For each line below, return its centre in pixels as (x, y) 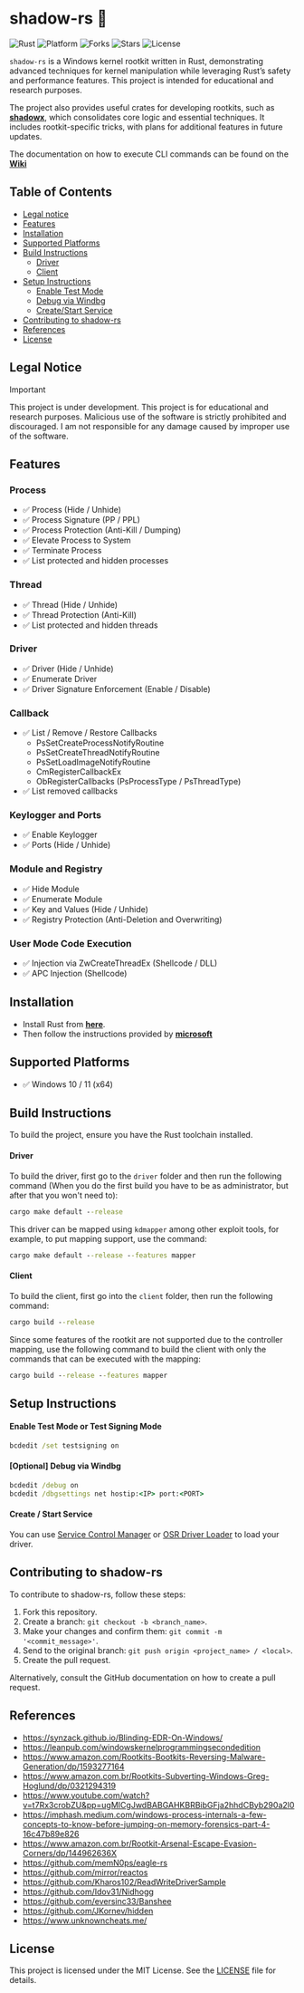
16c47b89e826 (51, 1834)
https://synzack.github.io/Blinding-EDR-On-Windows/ (123, 1738)
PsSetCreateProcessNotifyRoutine (100, 743)
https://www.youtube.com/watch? (86, 1795)
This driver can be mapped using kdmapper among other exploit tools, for (144, 1229)
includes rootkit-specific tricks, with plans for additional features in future (146, 127)
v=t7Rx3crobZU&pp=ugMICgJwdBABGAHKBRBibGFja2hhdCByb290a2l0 (158, 1805)
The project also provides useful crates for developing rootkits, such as (142, 107)
